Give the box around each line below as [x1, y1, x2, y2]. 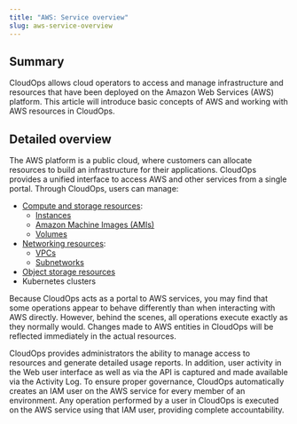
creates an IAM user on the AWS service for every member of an [9, 386, 246, 397]
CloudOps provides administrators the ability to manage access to [9, 348, 251, 359]
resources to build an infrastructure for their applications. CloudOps [9, 165, 257, 176]
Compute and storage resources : [21, 200, 144, 211]
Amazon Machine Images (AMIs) [35, 219, 155, 231]
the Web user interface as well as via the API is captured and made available [9, 367, 288, 378]
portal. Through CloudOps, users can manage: [9, 184, 179, 194]
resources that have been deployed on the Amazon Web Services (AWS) [9, 87, 275, 98]
